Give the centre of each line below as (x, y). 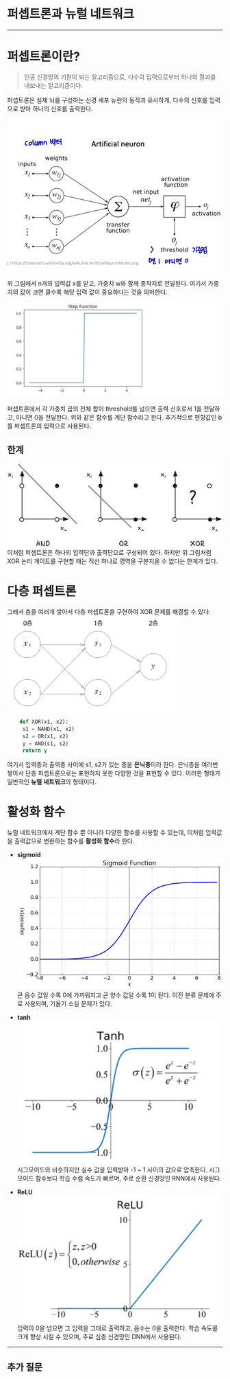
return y (35, 751)
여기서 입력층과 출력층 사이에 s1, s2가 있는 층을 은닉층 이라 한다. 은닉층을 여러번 (113, 765)
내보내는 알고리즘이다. (53, 85)
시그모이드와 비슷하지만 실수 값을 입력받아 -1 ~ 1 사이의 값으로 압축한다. (112, 1170)
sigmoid (29, 855)
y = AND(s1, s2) (46, 743)
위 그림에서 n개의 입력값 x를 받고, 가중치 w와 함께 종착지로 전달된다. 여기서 (107, 283)
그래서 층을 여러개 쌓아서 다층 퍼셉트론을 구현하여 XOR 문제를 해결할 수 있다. (109, 611)
